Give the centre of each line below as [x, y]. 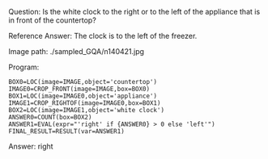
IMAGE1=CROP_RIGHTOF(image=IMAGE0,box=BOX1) [85, 103]
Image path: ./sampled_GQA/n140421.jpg [76, 51]
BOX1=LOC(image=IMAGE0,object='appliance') [83, 96]
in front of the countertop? [53, 20]
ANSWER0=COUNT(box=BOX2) [50, 117]
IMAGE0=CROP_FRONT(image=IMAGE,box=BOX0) [79, 89]
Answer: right [31, 146]
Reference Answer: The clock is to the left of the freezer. [103, 36]
